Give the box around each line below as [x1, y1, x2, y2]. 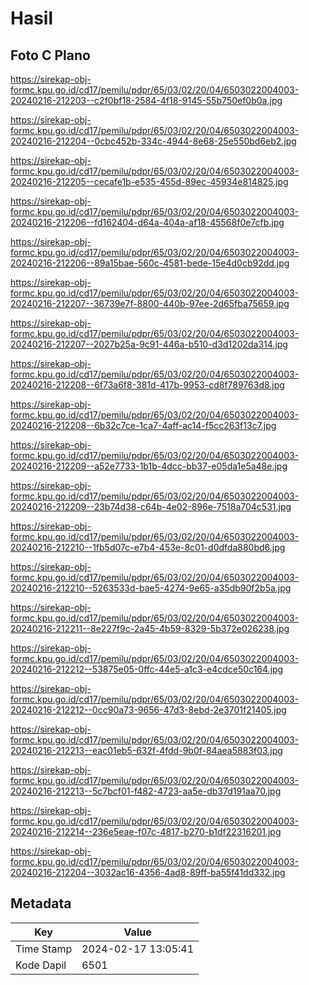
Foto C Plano [10, 47, 91, 64]
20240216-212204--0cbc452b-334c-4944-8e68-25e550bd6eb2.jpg [10, 135, 297, 147]
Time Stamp [15, 942, 73, 956]
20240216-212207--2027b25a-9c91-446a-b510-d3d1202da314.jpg [10, 338, 288, 350]
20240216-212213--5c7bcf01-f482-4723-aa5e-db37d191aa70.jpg [10, 785, 282, 797]
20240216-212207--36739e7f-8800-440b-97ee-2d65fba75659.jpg [10, 298, 290, 309]
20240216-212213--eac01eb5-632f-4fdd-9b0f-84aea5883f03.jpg [10, 745, 283, 756]
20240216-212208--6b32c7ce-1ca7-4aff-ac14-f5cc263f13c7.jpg [10, 420, 277, 431]
